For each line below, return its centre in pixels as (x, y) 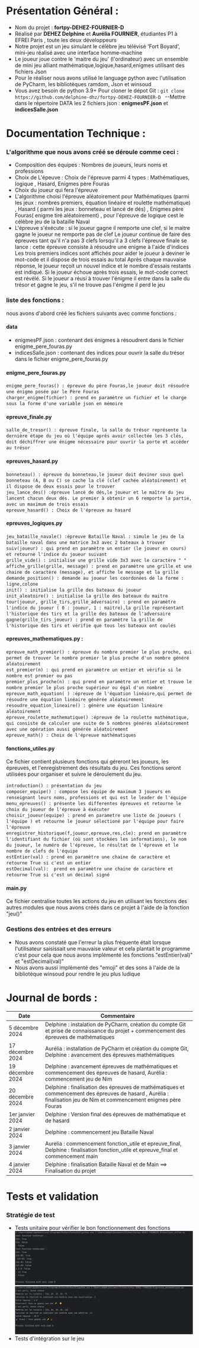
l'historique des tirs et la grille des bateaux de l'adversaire (88, 614)
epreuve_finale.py (29, 416)
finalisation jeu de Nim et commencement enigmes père (113, 1100)
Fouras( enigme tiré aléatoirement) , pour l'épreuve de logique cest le (99, 216)
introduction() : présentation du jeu (54, 786)
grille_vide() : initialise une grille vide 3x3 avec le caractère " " (96, 560)
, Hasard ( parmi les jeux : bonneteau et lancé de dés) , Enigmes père (99, 209)
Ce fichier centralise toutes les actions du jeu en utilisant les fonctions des (97, 901)
